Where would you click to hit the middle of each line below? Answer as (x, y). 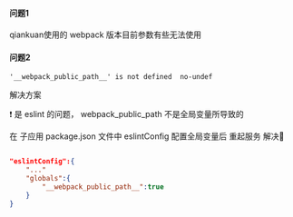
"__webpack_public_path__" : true (103, 187)
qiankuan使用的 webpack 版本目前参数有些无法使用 (106, 35)
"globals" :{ (48, 179)
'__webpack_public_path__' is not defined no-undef (111, 77)
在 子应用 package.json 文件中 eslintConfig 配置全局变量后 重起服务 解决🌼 (147, 136)
